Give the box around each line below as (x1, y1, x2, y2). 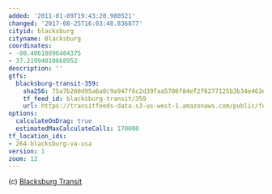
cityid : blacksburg (8, 27, 74, 35)
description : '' (8, 65, 63, 73)
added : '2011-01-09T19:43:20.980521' (8, 11, 136, 20)
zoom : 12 (8, 154, 38, 162)
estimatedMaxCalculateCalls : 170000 (15, 124, 139, 133)
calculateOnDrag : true (15, 117, 92, 125)
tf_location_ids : (8, 132, 67, 140)
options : (8, 110, 38, 118)
